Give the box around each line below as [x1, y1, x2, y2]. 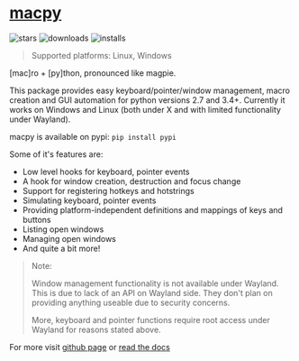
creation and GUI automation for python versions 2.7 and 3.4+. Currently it [9, 94, 285, 106]
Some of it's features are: [9, 148, 104, 160]
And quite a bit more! [22, 243, 101, 254]
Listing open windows [22, 224, 104, 235]
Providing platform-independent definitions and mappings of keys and [22, 204, 284, 215]
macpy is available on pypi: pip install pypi [9, 131, 177, 142]
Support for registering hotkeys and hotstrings [22, 185, 195, 196]
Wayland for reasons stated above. [31, 324, 161, 335]
